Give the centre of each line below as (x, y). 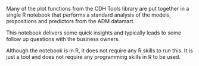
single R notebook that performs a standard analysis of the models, (89, 15)
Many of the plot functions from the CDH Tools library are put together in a (98, 9)
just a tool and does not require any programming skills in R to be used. (93, 57)
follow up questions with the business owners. (63, 39)
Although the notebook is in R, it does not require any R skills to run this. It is (99, 51)
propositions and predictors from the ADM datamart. (71, 21)
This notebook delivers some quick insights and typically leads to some (94, 33)
